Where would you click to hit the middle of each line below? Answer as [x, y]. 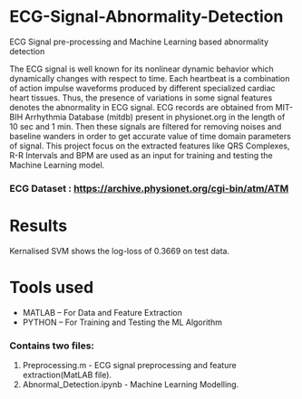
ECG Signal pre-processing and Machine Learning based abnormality [139, 42]
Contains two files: [52, 346]
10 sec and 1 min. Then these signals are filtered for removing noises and [146, 126]
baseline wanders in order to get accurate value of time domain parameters [151, 136]
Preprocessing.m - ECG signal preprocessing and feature [130, 366]
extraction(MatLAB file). [67, 375]
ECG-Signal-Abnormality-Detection [146, 17]
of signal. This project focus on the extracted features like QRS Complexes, [150, 146]
